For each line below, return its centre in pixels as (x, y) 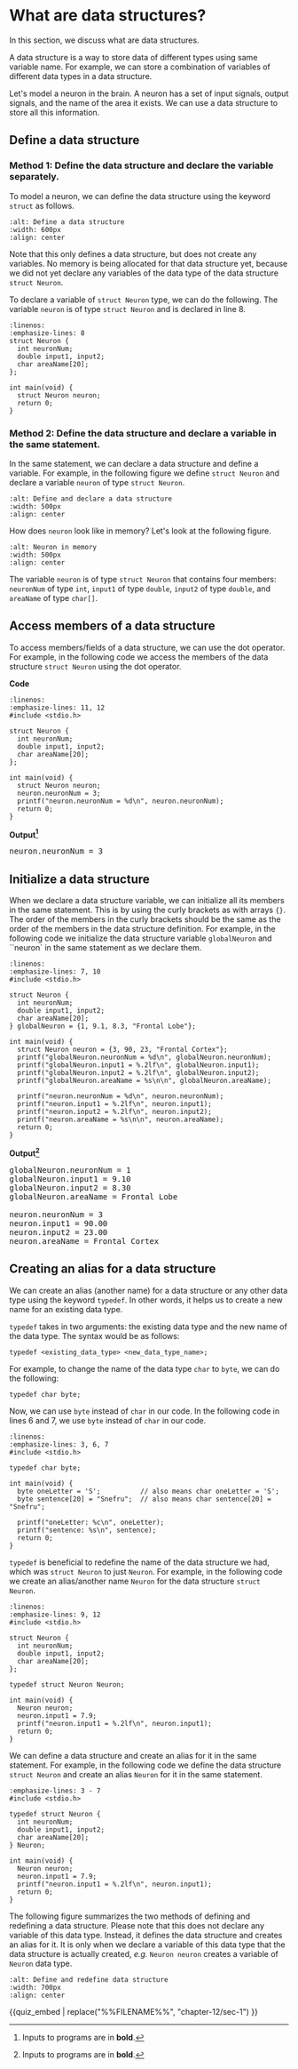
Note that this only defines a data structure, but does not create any (133, 253)
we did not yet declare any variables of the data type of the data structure (144, 273)
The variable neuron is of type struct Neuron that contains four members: (143, 579)
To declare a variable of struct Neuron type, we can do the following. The (144, 300)
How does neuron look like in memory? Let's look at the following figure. (141, 531)
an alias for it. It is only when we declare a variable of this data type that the (147, 1945)
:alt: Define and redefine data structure (89, 1979)
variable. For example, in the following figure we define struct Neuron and (145, 473)
